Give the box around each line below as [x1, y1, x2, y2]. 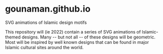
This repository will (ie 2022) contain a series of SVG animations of [5, 29, 141, 35]
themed [5, 34, 21, 40]
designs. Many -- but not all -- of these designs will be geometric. [21, 34, 156, 40]
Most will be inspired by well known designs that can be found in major [5, 39, 149, 45]
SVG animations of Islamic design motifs [5, 19, 87, 25]
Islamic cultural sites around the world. [5, 44, 84, 50]
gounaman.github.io [5, 3, 91, 15]
